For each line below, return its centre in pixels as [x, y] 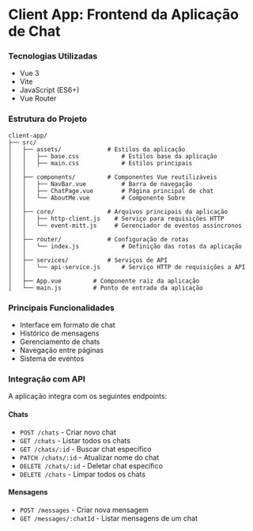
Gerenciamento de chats [60, 342]
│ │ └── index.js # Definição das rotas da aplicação [125, 246]
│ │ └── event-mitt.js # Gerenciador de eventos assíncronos [125, 226]
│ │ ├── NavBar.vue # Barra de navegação [100, 184]
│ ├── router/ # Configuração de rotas [99, 239]
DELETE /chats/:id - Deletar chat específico [91, 465]
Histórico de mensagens [59, 333]
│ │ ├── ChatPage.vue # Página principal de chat [111, 191]
